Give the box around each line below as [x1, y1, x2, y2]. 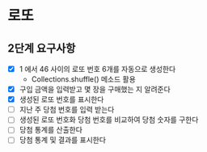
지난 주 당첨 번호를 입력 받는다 [19, 105, 115, 115]
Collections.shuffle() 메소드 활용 [31, 74, 137, 84]
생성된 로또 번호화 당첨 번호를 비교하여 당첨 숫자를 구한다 [19, 115, 199, 125]
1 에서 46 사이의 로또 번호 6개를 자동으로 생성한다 [19, 65, 176, 74]
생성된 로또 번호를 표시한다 [19, 95, 104, 104]
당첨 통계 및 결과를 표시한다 [19, 135, 107, 145]
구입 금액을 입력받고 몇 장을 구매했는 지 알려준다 [19, 85, 171, 95]
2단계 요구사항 [7, 41, 76, 55]
